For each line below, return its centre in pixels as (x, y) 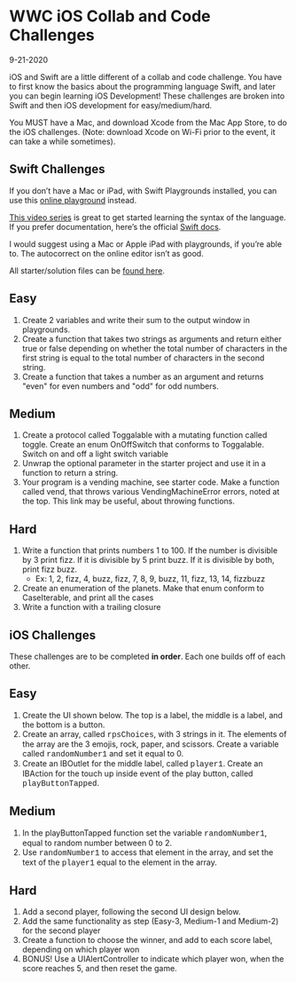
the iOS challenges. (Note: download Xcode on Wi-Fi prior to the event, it (142, 131)
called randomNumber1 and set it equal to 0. (103, 753)
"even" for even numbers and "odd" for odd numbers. (120, 386)
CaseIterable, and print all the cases (88, 598)
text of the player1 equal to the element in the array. (119, 862)
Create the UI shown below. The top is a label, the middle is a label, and (152, 715)
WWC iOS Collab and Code (110, 16)
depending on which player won (81, 950)
